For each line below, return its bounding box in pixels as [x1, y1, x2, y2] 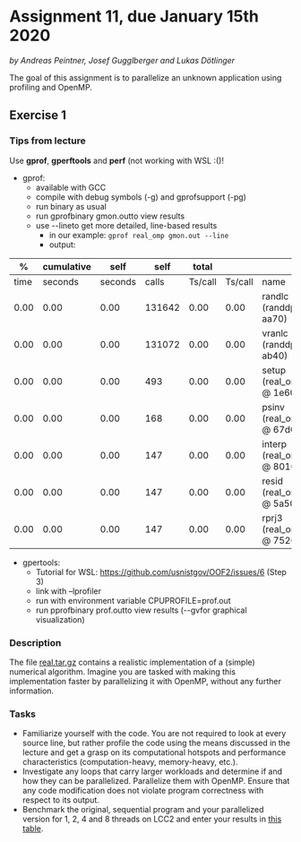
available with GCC [35, 182, 107, 193]
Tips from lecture [9, 134, 87, 147]
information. [9, 685, 55, 696]
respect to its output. [21, 795, 100, 805]
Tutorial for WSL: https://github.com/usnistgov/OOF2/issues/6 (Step [35, 566, 287, 577]
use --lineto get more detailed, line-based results [35, 219, 218, 230]
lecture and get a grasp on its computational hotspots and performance [21, 747, 287, 758]
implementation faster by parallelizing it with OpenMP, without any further [9, 675, 282, 686]
